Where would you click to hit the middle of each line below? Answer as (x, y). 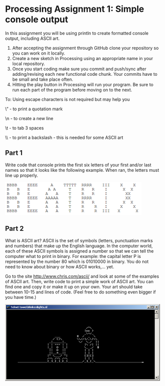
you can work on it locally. (39, 53)
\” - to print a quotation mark (34, 109)
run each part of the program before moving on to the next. (72, 90)
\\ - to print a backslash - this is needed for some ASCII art (64, 137)
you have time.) (21, 297)
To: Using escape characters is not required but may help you (68, 99)
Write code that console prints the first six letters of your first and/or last (78, 165)
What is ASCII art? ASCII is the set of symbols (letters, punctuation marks (79, 240)
